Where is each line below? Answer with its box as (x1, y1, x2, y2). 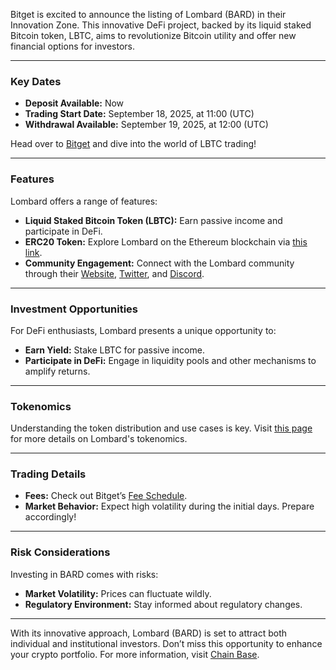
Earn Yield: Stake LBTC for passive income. (24, 344, 205, 356)
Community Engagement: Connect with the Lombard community (24, 257, 295, 269)
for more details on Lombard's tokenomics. (10, 433, 188, 445)
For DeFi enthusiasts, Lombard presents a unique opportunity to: (10, 324, 277, 336)
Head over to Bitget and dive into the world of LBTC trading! (10, 138, 257, 150)
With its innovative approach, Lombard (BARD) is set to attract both (10, 627, 288, 639)
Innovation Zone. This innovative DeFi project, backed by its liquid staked (10, 19, 312, 31)
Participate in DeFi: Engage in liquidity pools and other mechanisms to (24, 354, 317, 366)
